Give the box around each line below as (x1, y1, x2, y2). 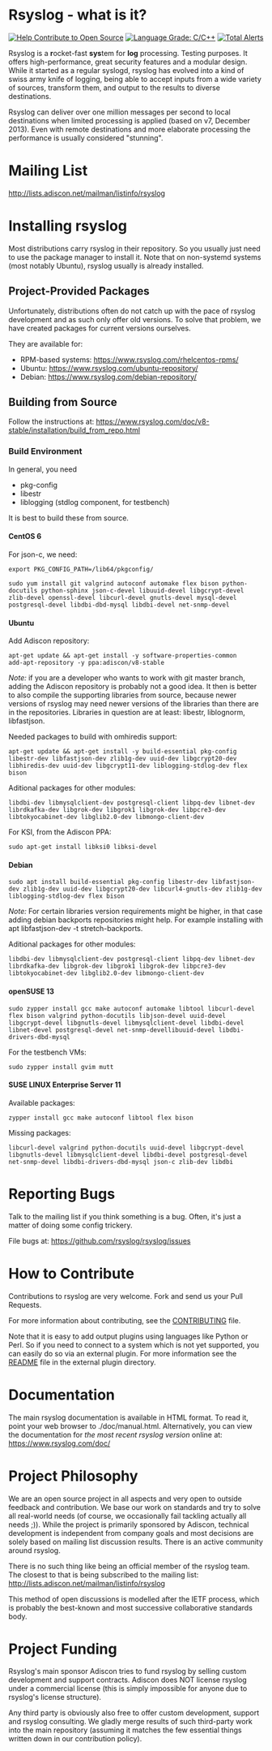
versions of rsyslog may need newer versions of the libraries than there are (8, 699, 259, 709)
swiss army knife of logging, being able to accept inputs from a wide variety (8, 74, 261, 84)
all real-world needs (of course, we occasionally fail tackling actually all (8, 1511, 247, 1520)
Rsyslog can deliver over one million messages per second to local (8, 107, 231, 117)
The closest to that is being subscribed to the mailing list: (8, 1569, 199, 1580)
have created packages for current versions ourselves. (8, 323, 192, 333)
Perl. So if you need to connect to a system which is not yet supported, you (8, 1339, 260, 1349)
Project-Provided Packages (8, 284, 150, 298)
